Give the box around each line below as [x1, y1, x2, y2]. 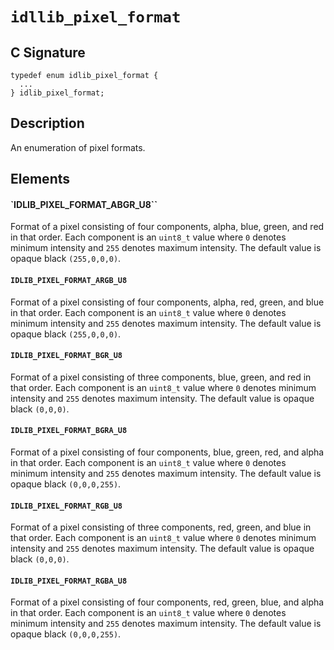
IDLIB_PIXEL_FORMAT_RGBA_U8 [10, 576, 128, 586]
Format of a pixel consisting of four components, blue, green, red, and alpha [10, 446, 325, 458]
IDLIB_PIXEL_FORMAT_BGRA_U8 [10, 426, 128, 436]
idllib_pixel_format [10, 8, 182, 27]
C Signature [10, 44, 86, 61]
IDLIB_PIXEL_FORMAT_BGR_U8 [10, 351, 123, 361]
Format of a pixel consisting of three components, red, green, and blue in [10, 521, 312, 533]
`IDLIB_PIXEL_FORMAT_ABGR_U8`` [10, 198, 158, 210]
